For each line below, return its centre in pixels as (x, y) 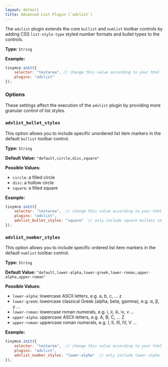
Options (15, 94)
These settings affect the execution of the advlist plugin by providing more (83, 105)
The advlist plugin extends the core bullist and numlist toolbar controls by (84, 28)
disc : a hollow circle (33, 182)
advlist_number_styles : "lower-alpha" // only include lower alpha (87, 355)
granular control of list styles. (35, 111)
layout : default (22, 10)
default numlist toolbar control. (37, 253)
